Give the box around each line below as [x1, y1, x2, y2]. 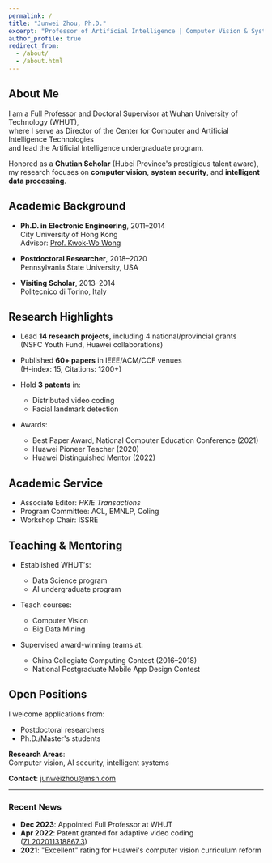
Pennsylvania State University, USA [19, 262, 139, 272]
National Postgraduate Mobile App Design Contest [32, 664, 201, 674]
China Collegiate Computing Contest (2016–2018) [32, 655, 198, 665]
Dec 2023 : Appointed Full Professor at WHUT [19, 819, 173, 830]
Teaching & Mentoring [8, 538, 123, 552]
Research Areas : [8, 749, 66, 759]
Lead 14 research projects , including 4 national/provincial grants [19, 331, 237, 341]
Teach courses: [19, 600, 73, 610]
